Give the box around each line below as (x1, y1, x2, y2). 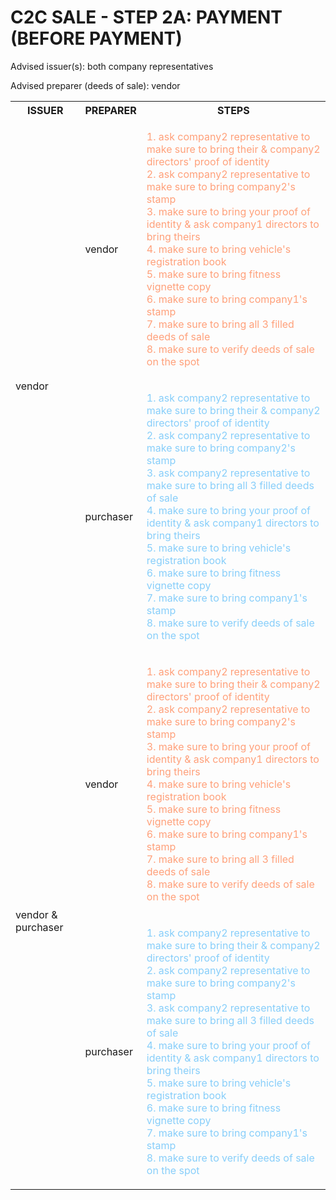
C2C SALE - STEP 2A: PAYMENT (10, 6, 283, 29)
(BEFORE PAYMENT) (10, 27, 183, 50)
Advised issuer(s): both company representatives (10, 60, 214, 72)
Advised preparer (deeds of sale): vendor (10, 79, 181, 91)
